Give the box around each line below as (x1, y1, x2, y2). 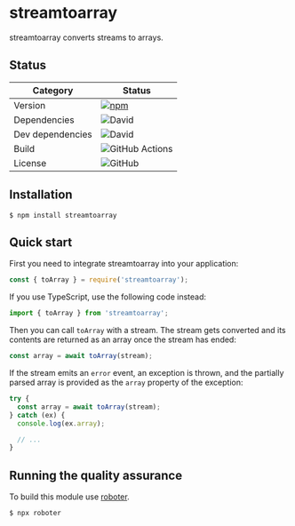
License (13, 156, 47, 169)
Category (32, 84, 74, 96)
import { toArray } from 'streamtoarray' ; (9, 309, 169, 318)
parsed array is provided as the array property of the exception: (9, 377, 243, 387)
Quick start (9, 235, 73, 250)
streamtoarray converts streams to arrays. (9, 32, 164, 43)
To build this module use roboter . (9, 491, 131, 502)
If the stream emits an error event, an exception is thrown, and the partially (9, 368, 284, 378)
